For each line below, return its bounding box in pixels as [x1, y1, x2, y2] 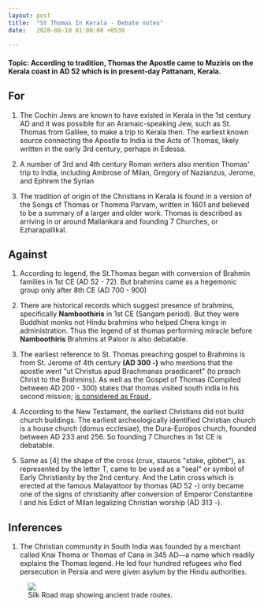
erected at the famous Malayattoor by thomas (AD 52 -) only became [19, 481, 244, 491]
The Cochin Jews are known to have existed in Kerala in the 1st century [19, 110, 251, 119]
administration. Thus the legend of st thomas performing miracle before [19, 326, 253, 336]
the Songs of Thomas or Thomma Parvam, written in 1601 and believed [19, 199, 250, 209]
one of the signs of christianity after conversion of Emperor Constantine [19, 489, 254, 499]
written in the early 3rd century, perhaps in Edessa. [19, 144, 187, 153]
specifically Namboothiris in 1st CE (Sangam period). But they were [19, 309, 240, 319]
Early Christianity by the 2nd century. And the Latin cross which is [19, 473, 234, 482]
